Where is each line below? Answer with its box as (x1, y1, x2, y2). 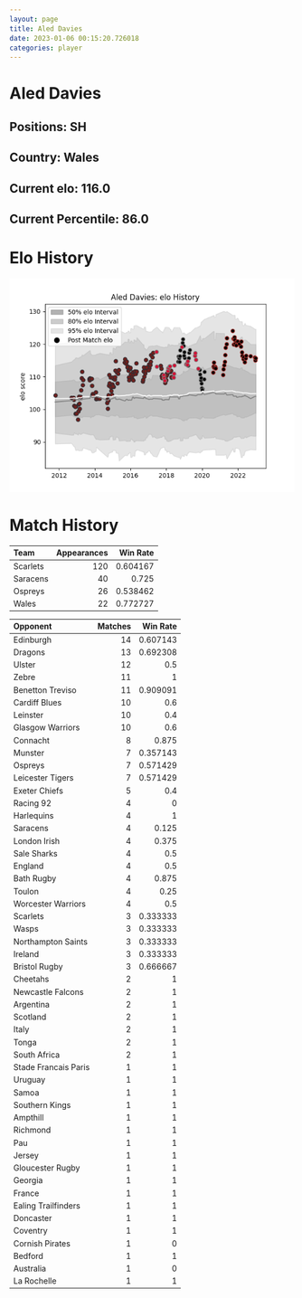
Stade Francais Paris (13, 1062, 90, 1073)
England (13, 860, 44, 872)
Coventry (13, 1226, 48, 1236)
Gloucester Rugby (13, 1162, 80, 1173)
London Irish (13, 835, 61, 846)
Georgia (13, 1175, 43, 1186)
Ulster (13, 659, 36, 670)
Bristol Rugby (13, 962, 63, 972)
